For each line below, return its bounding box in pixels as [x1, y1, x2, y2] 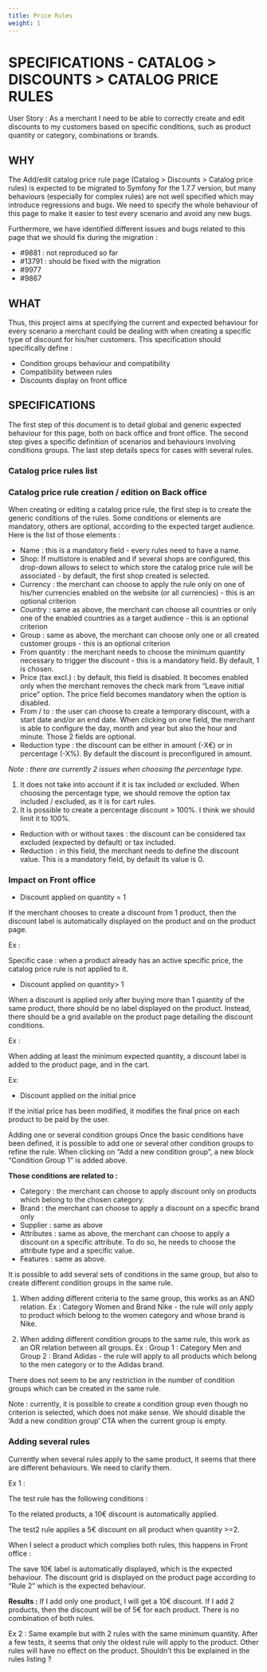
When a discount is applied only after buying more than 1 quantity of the [8, 995, 245, 1005]
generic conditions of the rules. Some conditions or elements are [8, 513, 222, 523]
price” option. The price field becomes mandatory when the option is [19, 690, 247, 699]
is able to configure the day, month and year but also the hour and [19, 723, 238, 734]
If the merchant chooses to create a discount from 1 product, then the [8, 908, 237, 918]
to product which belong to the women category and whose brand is [19, 1311, 245, 1320]
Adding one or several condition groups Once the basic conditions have [8, 1130, 244, 1140]
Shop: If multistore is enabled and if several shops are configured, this [19, 554, 251, 564]
